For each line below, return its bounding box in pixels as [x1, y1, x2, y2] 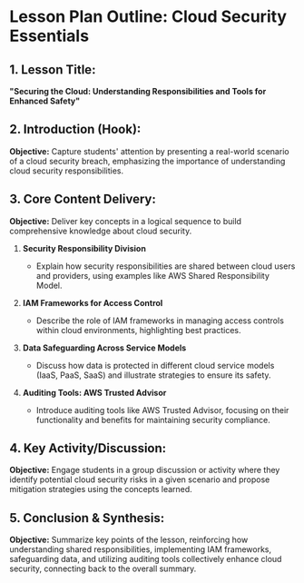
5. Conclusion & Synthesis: [9, 510, 165, 526]
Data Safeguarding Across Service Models [22, 342, 187, 353]
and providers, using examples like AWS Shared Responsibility [35, 270, 270, 281]
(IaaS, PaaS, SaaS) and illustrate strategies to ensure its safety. [35, 370, 271, 380]
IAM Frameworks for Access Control [22, 297, 163, 308]
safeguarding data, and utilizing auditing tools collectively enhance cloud [9, 554, 282, 565]
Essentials [9, 25, 89, 46]
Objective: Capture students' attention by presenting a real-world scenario [9, 145, 289, 156]
